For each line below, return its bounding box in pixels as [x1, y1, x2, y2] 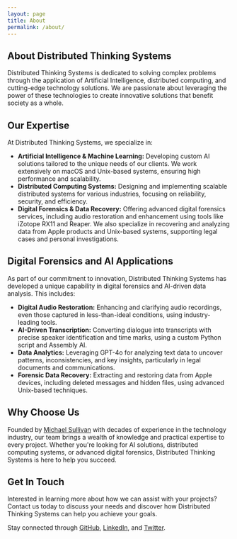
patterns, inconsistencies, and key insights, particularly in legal [17, 355, 202, 364]
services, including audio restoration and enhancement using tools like [17, 212, 224, 221]
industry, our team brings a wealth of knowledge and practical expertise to [7, 433, 225, 441]
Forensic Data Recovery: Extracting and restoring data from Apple [17, 370, 212, 379]
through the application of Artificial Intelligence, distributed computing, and [7, 76, 226, 85]
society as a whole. [7, 99, 64, 107]
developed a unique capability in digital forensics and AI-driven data [7, 282, 207, 290]
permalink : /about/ [7, 23, 65, 30]
